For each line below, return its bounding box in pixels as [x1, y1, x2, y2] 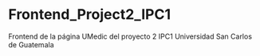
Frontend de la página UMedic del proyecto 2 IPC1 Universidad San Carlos [8, 32, 253, 41]
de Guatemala [8, 39, 54, 49]
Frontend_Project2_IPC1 [8, 6, 171, 24]
